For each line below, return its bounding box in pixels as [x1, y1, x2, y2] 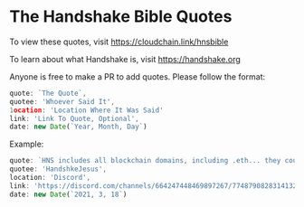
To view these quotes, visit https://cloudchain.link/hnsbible [9, 36, 229, 47]
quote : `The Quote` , [9, 89, 88, 98]
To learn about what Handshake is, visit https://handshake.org [9, 53, 242, 64]
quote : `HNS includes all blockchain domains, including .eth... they [9, 156, 281, 165]
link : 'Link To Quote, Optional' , [9, 114, 140, 123]
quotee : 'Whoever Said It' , [9, 97, 116, 106]
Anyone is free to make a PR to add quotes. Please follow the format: [9, 71, 266, 82]
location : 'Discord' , [9, 174, 91, 183]
